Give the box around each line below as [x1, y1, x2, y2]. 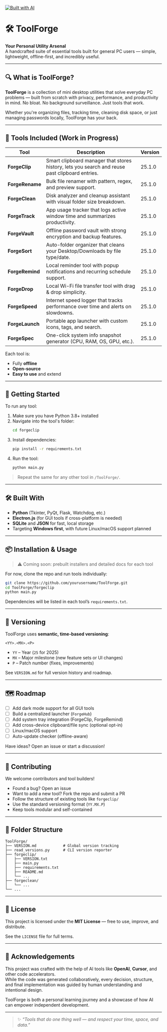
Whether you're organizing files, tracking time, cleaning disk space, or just [5, 109, 158, 115]
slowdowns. [46, 309, 74, 316]
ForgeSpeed [7, 303, 37, 310]
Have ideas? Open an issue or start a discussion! [5, 743, 105, 749]
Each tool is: [5, 351, 30, 357]
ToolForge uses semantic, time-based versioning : [5, 631, 109, 637]
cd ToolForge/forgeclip [5, 585, 55, 590]
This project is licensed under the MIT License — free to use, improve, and [5, 918, 159, 924]
